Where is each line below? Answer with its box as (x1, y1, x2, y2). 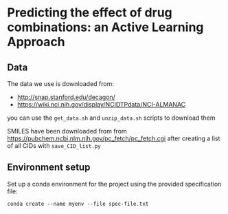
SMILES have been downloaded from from (7, 127, 127, 135)
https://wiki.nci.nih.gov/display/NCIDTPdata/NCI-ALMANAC (16, 100, 186, 108)
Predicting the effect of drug (7, 5, 173, 21)
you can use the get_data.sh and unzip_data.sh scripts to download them (7, 114, 216, 122)
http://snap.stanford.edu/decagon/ (16, 93, 115, 101)
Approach (7, 34, 65, 50)
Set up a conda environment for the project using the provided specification (7, 180, 222, 188)
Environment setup (7, 162, 91, 173)
